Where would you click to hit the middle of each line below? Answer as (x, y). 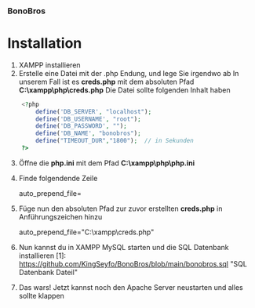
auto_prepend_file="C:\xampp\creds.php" (86, 232)
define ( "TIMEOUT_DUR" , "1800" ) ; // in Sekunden (115, 141)
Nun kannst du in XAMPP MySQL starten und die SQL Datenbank (124, 247)
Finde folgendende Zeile (58, 178)
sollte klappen (41, 295)
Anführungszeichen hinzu (60, 216)
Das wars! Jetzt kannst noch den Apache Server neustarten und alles (131, 287)
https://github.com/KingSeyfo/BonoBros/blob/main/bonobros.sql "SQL (133, 263)
